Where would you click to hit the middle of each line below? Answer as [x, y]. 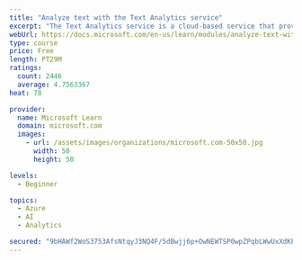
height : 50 [53, 159]
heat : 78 [26, 93]
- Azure [32, 209]
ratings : [26, 68]
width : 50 [51, 151]
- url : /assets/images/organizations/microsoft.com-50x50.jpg [144, 143]
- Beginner [38, 184]
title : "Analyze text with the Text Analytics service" [116, 18]
